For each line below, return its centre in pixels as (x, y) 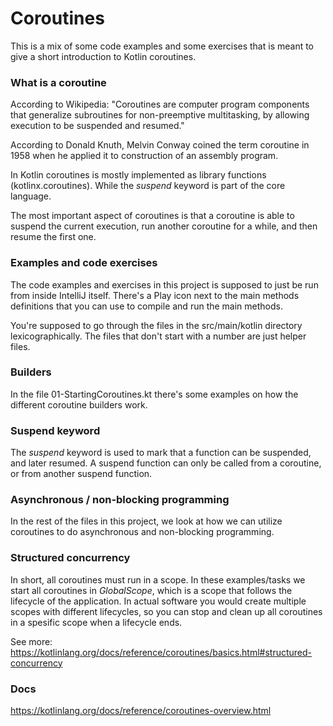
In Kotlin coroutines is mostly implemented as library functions (138, 175)
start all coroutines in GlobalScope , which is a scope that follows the (151, 590)
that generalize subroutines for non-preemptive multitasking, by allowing (160, 115)
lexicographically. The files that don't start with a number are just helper (158, 336)
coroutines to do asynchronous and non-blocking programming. (142, 532)
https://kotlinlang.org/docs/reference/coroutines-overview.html (141, 711)
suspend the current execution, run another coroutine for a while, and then (164, 226)
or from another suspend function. (81, 474)
